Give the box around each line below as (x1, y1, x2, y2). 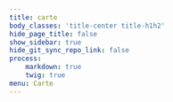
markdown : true (25, 63, 82, 72)
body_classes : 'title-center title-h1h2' (9, 21, 166, 30)
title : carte (9, 12, 58, 22)
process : (9, 54, 42, 63)
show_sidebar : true (9, 37, 82, 47)
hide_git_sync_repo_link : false (9, 46, 129, 55)
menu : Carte (9, 79, 54, 88)
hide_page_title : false (9, 29, 98, 38)
